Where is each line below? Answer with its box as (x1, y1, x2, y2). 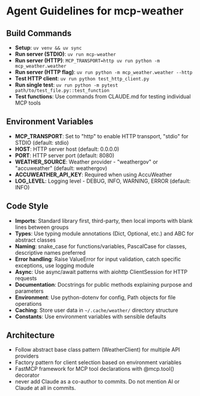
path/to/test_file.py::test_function (14, 88, 110, 94)
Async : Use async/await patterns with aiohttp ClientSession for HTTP (14, 268, 188, 275)
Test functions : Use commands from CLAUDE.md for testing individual (14, 93, 191, 100)
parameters (14, 287, 44, 294)
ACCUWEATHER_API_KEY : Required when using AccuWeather (14, 171, 172, 178)
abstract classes (14, 236, 56, 243)
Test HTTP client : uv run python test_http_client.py (14, 75, 150, 82)
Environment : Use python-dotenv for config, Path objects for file (14, 293, 176, 301)
